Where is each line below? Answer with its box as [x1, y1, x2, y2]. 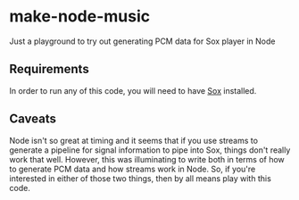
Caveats [9, 112, 56, 127]
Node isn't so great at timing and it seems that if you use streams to [9, 135, 259, 146]
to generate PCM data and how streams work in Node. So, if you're [9, 163, 256, 174]
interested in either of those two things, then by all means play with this [9, 172, 272, 184]
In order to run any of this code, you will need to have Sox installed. [9, 85, 257, 96]
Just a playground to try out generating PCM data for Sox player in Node [9, 36, 276, 46]
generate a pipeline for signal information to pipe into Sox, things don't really [9, 145, 291, 155]
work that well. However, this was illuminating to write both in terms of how [9, 154, 286, 164]
